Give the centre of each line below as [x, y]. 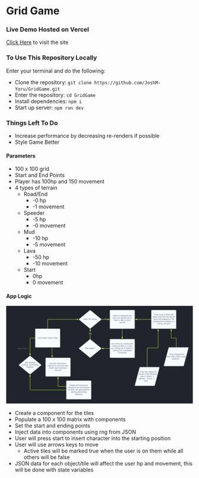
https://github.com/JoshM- [127, 83]
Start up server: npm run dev [49, 107]
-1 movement [48, 207]
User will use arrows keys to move [57, 445]
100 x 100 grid [32, 169]
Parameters [21, 156]
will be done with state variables [54, 470]
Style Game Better [37, 142]
